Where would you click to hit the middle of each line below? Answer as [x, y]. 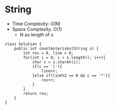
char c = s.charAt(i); [56, 62]
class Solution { [23, 44]
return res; [36, 94]
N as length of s [37, 34]
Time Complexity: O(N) [36, 24]
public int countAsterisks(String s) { [56, 48]
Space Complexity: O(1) [37, 29]
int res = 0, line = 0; [48, 53]
